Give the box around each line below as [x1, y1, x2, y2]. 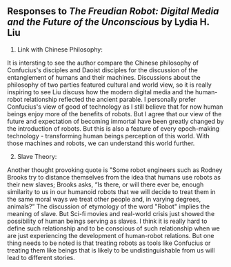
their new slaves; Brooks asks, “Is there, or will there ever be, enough [7, 180, 204, 189]
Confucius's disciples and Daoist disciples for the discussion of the [7, 65, 198, 74]
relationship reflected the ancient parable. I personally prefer [23, 95, 197, 103]
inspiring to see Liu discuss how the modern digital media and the [7, 87, 194, 96]
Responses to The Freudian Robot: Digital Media [7, 6, 219, 17]
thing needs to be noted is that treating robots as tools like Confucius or [7, 239, 211, 247]
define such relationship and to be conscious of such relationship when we [7, 224, 221, 233]
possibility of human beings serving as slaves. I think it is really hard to [7, 217, 208, 225]
